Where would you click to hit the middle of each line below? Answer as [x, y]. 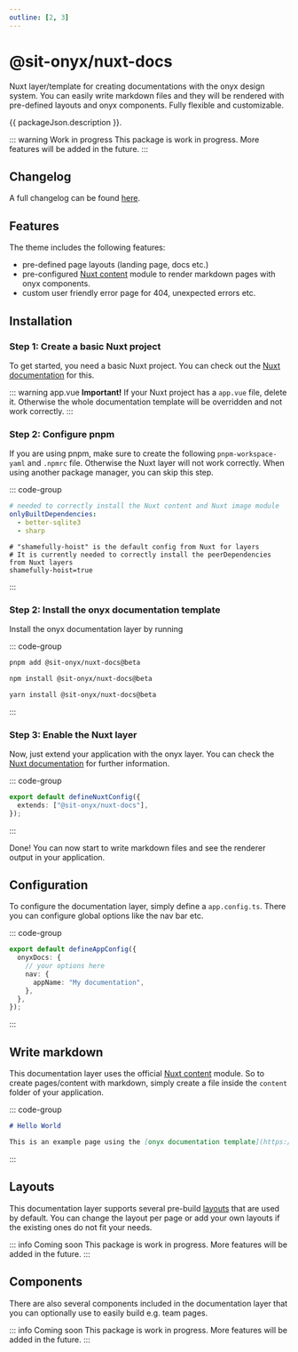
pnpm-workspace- [247, 454]
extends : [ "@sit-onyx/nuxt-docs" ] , [83, 805]
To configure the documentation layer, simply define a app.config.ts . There [148, 907]
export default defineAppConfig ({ [73, 949]
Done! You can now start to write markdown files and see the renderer [137, 848]
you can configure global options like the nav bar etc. [106, 916]
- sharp [31, 531]
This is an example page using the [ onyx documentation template [132, 1142]
